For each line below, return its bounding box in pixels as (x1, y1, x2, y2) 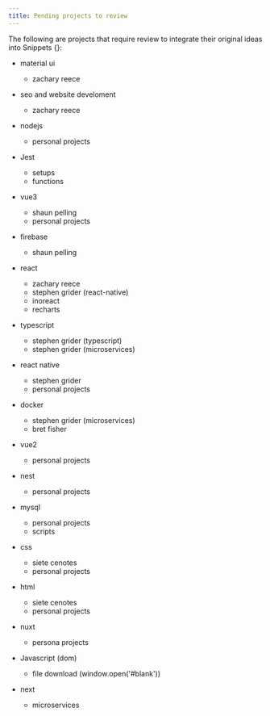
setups (31, 167, 55, 178)
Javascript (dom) (19, 653, 77, 663)
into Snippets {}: (8, 42, 63, 52)
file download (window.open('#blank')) (31, 668, 161, 678)
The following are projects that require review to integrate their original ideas (8, 34, 263, 44)
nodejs (19, 120, 43, 130)
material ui (19, 58, 56, 68)
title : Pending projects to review (8, 11, 128, 20)
